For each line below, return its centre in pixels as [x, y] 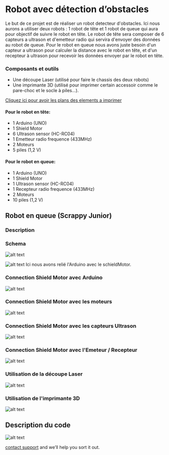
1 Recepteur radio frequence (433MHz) [53, 189]
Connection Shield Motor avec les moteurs [59, 302]
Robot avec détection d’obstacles [77, 9]
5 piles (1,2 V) [27, 150]
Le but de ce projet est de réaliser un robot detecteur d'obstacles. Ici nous [83, 23]
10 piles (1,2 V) [28, 200]
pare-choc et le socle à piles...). [46, 91]
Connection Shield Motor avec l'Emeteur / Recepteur [71, 350]
